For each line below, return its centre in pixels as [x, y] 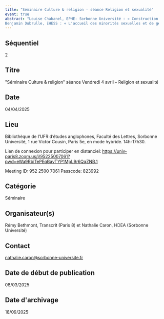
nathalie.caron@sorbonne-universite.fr [44, 257]
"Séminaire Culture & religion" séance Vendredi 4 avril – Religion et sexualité [82, 82]
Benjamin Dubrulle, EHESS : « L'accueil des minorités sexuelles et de [79, 23]
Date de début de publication [50, 273]
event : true [17, 14]
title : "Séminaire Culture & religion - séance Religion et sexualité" [79, 10]
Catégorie [20, 186]
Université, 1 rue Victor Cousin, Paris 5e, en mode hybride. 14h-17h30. [75, 141]
